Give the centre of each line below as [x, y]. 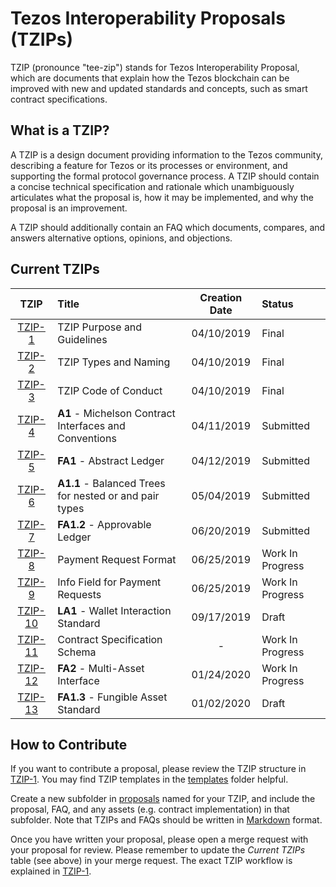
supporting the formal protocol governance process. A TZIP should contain [165, 176]
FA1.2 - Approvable [104, 524]
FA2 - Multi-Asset [101, 668]
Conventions [87, 438]
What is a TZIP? [60, 130]
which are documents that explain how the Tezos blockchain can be [150, 78]
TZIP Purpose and [100, 327]
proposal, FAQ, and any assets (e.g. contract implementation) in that [150, 809]
